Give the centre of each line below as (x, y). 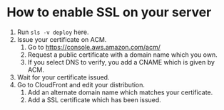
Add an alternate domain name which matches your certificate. (120, 92)
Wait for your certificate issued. (63, 77)
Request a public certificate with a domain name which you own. (123, 55)
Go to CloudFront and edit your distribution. (81, 84)
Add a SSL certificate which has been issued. (94, 99)
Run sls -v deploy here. (53, 32)
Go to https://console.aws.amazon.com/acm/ (94, 47)
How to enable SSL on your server (109, 12)
